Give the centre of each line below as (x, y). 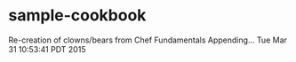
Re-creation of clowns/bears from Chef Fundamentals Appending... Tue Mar (148, 40)
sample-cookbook (77, 15)
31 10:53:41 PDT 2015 (47, 49)
